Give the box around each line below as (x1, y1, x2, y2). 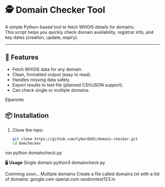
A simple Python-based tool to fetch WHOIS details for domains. (5, 24, 135, 30)
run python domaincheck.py (5, 150, 62, 156)
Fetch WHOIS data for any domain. (12, 66, 82, 72)
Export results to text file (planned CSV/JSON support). (12, 82, 124, 88)
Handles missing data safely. (12, 77, 71, 82)
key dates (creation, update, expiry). (5, 34, 79, 40)
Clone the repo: (12, 127, 44, 133)
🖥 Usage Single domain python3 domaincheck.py (5, 160, 106, 165)
